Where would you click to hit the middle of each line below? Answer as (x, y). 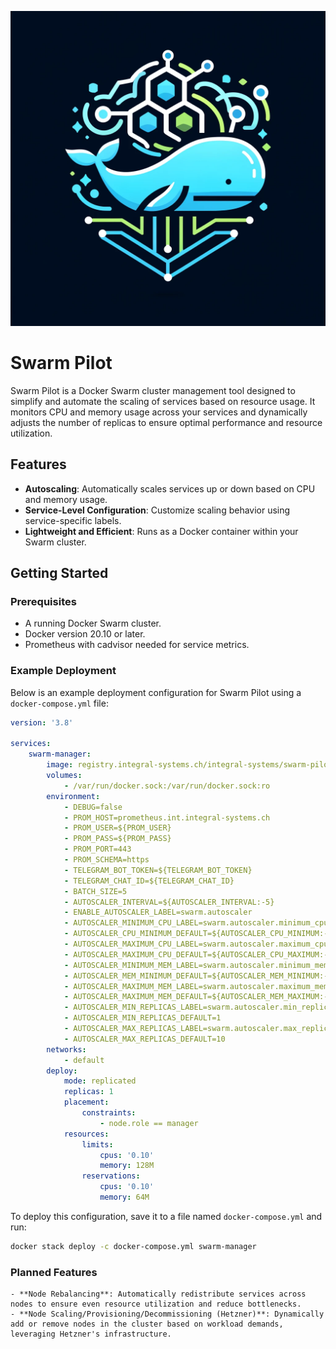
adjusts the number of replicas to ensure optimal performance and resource (166, 422)
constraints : (109, 1113)
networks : (66, 1049)
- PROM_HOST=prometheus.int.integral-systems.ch (167, 817)
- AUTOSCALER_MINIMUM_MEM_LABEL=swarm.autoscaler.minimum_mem (196, 965)
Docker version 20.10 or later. (85, 634)
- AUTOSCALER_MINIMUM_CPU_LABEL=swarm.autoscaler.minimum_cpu (196, 923)
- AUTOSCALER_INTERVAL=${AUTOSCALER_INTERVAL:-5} (169, 902)
